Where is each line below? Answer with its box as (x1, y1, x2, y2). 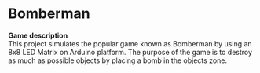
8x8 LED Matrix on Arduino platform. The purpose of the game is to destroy (8, 47, 253, 57)
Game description (8, 31, 68, 40)
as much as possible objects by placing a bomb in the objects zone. (8, 56, 228, 65)
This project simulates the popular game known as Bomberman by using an (8, 38, 253, 48)
